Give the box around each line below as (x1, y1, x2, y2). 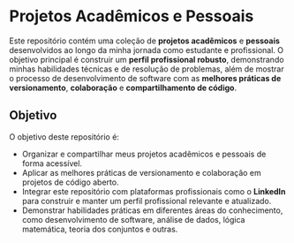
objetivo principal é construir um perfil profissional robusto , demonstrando (9, 54, 284, 65)
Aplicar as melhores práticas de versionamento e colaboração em (21, 167, 262, 178)
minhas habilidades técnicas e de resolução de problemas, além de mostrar (9, 64, 284, 74)
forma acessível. (21, 157, 82, 169)
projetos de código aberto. (21, 177, 119, 187)
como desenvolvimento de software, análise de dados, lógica (21, 214, 245, 224)
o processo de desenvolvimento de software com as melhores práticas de (9, 72, 282, 83)
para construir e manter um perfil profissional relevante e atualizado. (21, 195, 272, 206)
